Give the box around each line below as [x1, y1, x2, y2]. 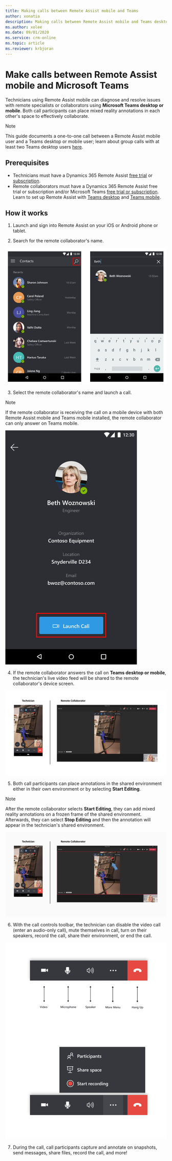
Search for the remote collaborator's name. [12, 238, 104, 244]
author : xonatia [5, 13, 40, 19]
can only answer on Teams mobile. [5, 420, 79, 426]
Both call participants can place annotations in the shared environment [12, 780, 162, 786]
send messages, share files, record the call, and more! [12, 1149, 127, 1155]
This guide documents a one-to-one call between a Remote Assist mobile [5, 133, 160, 139]
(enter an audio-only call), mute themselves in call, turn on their [12, 927, 147, 933]
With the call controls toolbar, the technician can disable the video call [12, 921, 161, 927]
